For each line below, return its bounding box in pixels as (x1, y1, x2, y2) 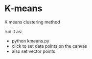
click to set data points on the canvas (11, 43, 87, 49)
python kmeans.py (11, 38, 49, 44)
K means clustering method (4, 19, 60, 25)
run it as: (4, 28, 23, 34)
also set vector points (11, 48, 56, 54)
